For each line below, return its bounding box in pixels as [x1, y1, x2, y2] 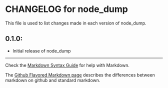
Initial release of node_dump [12, 47, 71, 53]
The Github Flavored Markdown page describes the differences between [5, 71, 155, 78]
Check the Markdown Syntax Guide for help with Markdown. [5, 62, 130, 68]
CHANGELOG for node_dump [5, 3, 128, 15]
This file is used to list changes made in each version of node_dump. [5, 20, 146, 26]
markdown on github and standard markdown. [5, 77, 100, 83]
